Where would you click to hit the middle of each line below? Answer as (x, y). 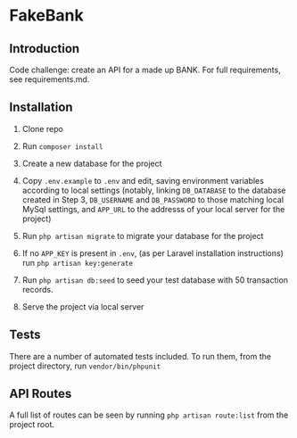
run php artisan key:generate (78, 262)
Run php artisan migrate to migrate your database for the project (143, 236)
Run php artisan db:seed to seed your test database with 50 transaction (155, 280)
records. (37, 289)
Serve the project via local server (83, 306)
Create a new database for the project (92, 163)
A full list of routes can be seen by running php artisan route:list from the (149, 415)
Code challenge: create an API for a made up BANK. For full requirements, (145, 70)
